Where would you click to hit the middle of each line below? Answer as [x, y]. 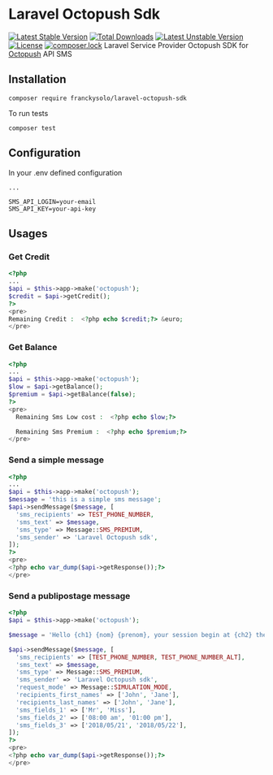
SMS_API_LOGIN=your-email [52, 201]
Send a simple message [56, 460]
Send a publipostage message [69, 595]
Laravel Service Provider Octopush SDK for [177, 45]
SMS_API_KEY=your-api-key [52, 209]
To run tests [28, 113]
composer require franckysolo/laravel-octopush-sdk [97, 98]
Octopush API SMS [40, 54]
